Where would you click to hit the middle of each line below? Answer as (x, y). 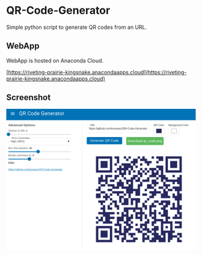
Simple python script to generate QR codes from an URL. (77, 27)
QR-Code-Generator (58, 11)
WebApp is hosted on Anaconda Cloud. (55, 60)
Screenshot (29, 98)
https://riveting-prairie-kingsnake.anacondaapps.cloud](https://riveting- (97, 72)
